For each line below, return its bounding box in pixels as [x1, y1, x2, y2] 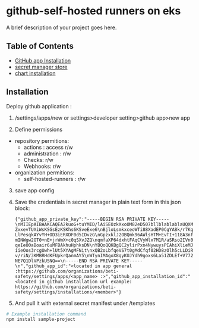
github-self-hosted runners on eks [6, 4, 181, 18]
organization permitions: [14, 168, 75, 176]
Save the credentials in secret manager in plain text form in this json [14, 198, 181, 205]
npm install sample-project [6, 317, 76, 323]
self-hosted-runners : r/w [23, 175, 86, 182]
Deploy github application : [6, 102, 72, 110]
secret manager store [14, 63, 68, 70]
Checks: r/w [23, 156, 53, 163]
